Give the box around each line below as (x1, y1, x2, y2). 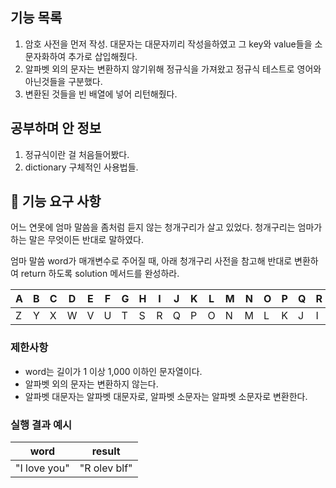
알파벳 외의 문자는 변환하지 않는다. (24, 378, 159, 390)
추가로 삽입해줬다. (68, 50, 138, 62)
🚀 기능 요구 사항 (10, 193, 102, 210)
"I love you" (15, 461, 70, 475)
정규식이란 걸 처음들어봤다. (24, 148, 130, 160)
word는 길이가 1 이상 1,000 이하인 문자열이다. (24, 365, 203, 377)
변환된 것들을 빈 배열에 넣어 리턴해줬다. (24, 88, 178, 100)
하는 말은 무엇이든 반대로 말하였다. (10, 234, 144, 246)
